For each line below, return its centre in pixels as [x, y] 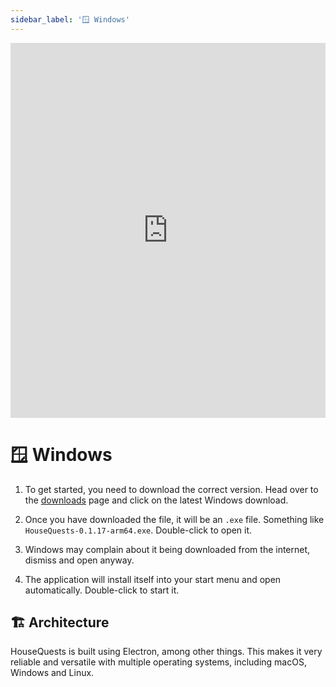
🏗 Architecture [60, 622]
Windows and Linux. [52, 673]
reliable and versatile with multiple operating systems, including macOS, [158, 662]
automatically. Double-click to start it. [102, 590]
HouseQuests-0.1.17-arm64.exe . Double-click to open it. [138, 530]
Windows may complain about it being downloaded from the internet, [167, 549]
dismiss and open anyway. [79, 560]
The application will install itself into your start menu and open [153, 579]
